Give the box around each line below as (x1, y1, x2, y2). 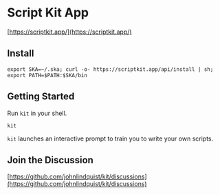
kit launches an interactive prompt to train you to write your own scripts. (7, 134, 214, 143)
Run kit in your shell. (7, 109, 67, 117)
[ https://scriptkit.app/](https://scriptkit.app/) (7, 28, 132, 36)
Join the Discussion (7, 154, 94, 166)
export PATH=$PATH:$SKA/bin (7, 72, 88, 79)
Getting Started (7, 91, 75, 103)
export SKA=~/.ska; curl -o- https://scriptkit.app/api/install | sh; (7, 65, 214, 73)
